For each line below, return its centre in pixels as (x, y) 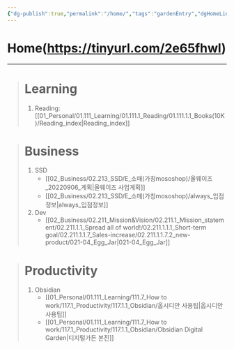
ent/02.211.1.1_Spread (75, 228)
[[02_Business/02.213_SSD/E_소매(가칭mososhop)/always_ (129, 196)
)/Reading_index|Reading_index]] (82, 123)
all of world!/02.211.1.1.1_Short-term (157, 228)
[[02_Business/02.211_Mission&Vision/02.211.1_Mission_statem (134, 220)
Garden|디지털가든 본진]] (79, 338)
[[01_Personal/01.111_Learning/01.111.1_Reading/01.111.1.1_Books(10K (130, 115)
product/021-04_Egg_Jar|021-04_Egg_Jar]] (108, 242)
